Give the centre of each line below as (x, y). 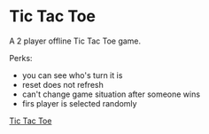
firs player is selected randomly (79, 103)
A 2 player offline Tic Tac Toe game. (75, 41)
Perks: (21, 58)
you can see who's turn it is (72, 75)
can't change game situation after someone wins (111, 94)
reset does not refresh (62, 84)
